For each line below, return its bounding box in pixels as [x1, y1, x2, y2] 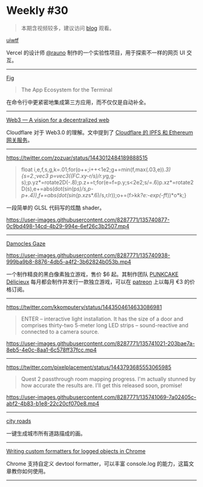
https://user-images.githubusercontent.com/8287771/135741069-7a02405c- [6, 393, 196, 400]
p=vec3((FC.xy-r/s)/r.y [50, 172, 106, 179]
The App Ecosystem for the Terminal [21, 86, 113, 93]
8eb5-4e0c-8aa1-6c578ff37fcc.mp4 [6, 346, 97, 353]
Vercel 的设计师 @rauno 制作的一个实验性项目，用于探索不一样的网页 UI [6, 49, 185, 56]
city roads [6, 417, 31, 424]
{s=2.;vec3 [21, 172, 49, 179]
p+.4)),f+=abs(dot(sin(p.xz [21, 191, 89, 198]
